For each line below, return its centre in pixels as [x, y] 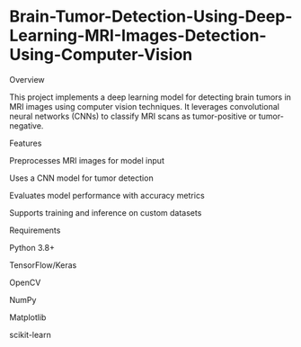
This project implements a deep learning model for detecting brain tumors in [150, 97]
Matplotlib [28, 317]
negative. [27, 125]
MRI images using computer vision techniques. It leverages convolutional [145, 106]
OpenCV [25, 282]
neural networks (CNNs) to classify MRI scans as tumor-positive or [133, 116]
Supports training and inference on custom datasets [106, 212]
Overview [27, 79]
